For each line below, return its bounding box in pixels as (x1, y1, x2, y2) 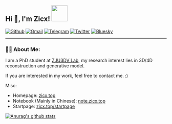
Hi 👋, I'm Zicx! (5, 15, 50, 23)
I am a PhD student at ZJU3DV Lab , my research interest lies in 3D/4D (5, 57, 153, 64)
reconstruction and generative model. (5, 63, 85, 69)
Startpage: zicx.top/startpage (12, 103, 75, 110)
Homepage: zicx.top (12, 92, 56, 98)
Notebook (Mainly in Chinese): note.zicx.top (12, 98, 106, 104)
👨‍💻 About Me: (5, 45, 40, 53)
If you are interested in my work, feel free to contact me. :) (5, 72, 128, 79)
